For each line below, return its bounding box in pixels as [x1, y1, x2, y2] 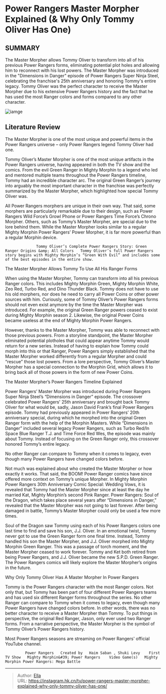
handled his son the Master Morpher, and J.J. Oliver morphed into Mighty [5, 538, 155, 544]
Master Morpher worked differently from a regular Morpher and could [5, 353, 147, 359]
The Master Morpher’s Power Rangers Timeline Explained [5, 379, 123, 385]
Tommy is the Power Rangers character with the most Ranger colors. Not [5, 583, 154, 590]
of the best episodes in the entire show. [5, 257, 94, 262]
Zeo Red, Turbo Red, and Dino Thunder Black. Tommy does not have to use [5, 286, 159, 291]
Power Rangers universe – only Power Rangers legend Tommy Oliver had [5, 141, 154, 147]
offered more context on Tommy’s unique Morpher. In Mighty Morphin [5, 476, 147, 482]
